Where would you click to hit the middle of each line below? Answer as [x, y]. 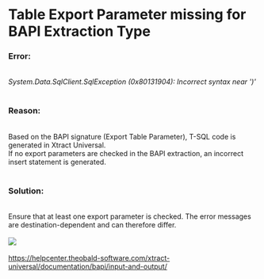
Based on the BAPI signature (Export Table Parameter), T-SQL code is [122, 136]
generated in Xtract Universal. [57, 145]
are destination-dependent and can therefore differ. [92, 225]
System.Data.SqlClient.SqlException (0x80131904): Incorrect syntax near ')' [132, 82]
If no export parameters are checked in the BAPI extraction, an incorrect [126, 153]
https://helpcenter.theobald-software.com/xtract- [89, 258]
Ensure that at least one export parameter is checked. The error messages [130, 216]
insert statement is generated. [57, 162]
